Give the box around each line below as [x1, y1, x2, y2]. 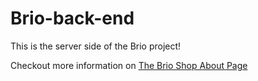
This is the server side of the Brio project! [10, 40, 182, 52]
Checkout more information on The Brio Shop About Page [10, 59, 248, 71]
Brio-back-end [10, 7, 135, 30]
